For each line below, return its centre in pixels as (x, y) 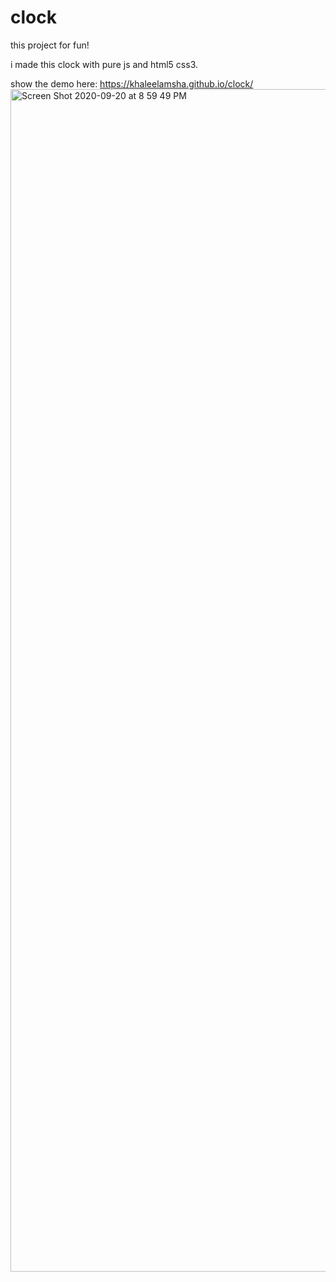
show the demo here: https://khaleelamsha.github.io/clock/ (132, 83)
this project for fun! (50, 45)
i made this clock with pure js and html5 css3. (104, 64)
